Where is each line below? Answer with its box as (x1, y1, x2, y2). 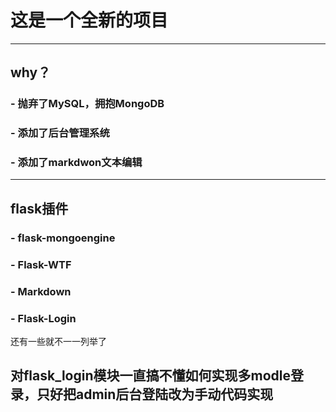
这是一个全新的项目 (10, 9, 169, 32)
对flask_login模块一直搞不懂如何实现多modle (10, 367, 291, 385)
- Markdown (10, 284, 72, 298)
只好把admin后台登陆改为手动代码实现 (36, 386, 274, 403)
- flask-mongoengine (10, 231, 116, 245)
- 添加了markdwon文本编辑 (10, 156, 143, 170)
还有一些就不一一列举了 (10, 335, 107, 347)
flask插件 (10, 200, 69, 217)
